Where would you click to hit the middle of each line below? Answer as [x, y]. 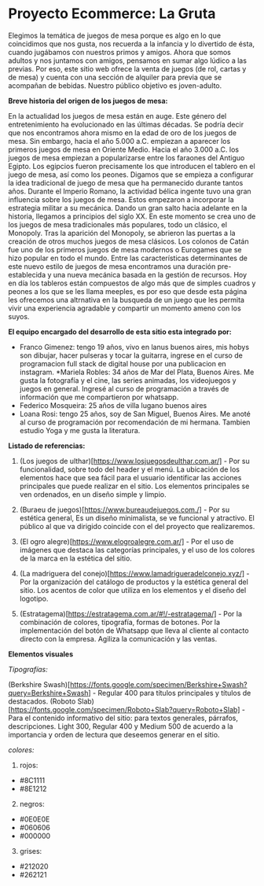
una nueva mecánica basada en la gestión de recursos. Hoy [150, 274]
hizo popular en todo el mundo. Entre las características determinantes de [128, 258]
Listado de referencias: [47, 446]
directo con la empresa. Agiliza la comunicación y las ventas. [118, 638]
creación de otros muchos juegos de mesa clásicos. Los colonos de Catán [128, 241]
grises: [31, 851]
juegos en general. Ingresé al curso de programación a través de [124, 388]
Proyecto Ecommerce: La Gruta [112, 14]
